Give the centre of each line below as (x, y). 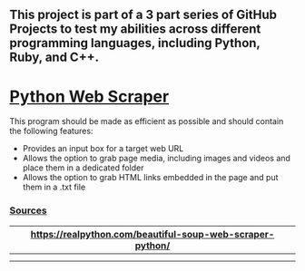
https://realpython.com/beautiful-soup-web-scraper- (152, 234)
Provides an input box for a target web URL (103, 149)
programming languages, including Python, (135, 43)
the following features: (51, 131)
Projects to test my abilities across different (135, 29)
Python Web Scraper (89, 97)
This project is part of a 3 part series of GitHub (143, 15)
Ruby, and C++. (54, 58)
